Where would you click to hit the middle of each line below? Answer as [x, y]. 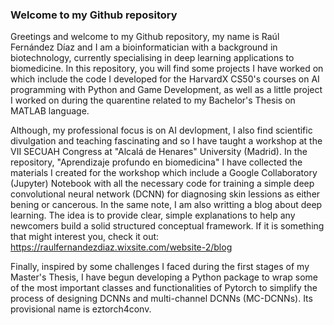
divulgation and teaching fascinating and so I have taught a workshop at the [166, 141]
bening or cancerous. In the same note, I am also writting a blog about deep [166, 205]
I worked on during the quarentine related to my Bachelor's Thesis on [153, 100]
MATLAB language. [50, 111]
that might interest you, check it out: [85, 237]
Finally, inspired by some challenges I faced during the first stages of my [160, 267]
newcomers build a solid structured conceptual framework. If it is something [167, 226]
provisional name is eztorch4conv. [81, 309]
